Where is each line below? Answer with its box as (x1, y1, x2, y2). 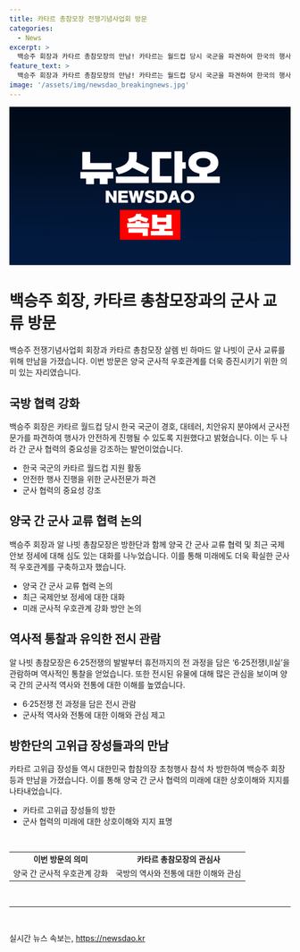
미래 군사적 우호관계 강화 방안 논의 (21, 602, 142, 613)
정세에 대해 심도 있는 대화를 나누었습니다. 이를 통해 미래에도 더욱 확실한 (25, 550, 274, 561)
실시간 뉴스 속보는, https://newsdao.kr (9, 932, 146, 943)
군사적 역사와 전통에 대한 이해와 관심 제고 (21, 710, 166, 720)
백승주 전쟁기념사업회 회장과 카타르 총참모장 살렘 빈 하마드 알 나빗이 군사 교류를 (9, 344, 286, 355)
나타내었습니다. (9, 786, 62, 796)
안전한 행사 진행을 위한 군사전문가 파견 (21, 474, 156, 484)
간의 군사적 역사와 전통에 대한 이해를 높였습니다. (18, 679, 186, 690)
